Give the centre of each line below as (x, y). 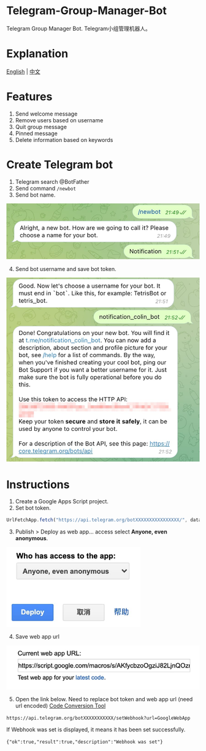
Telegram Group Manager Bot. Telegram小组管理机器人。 (79, 28)
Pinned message (36, 133)
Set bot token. (33, 508)
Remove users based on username (59, 120)
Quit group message (41, 127)
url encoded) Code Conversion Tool (60, 706)
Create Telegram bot (60, 165)
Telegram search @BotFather (52, 181)
